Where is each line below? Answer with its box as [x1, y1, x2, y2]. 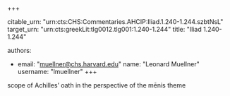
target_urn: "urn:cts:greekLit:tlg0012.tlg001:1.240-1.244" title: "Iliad [7, 25, 202, 33]
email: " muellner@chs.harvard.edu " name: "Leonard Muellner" [17, 60, 200, 68]
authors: [7, 47, 32, 54]
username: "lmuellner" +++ [17, 68, 97, 76]
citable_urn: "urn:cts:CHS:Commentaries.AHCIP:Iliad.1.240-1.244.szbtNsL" [7, 18, 224, 25]
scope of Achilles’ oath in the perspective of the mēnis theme [7, 81, 186, 89]
